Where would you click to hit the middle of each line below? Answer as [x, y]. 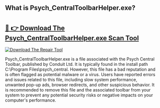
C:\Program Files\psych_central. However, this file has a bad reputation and [80, 69]
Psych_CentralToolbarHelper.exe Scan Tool [72, 38]
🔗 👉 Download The [35, 28]
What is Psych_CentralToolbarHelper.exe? [70, 8]
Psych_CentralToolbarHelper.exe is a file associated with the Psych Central [80, 59]
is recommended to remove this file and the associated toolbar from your [78, 90]
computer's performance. [31, 100]
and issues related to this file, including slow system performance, [71, 80]
